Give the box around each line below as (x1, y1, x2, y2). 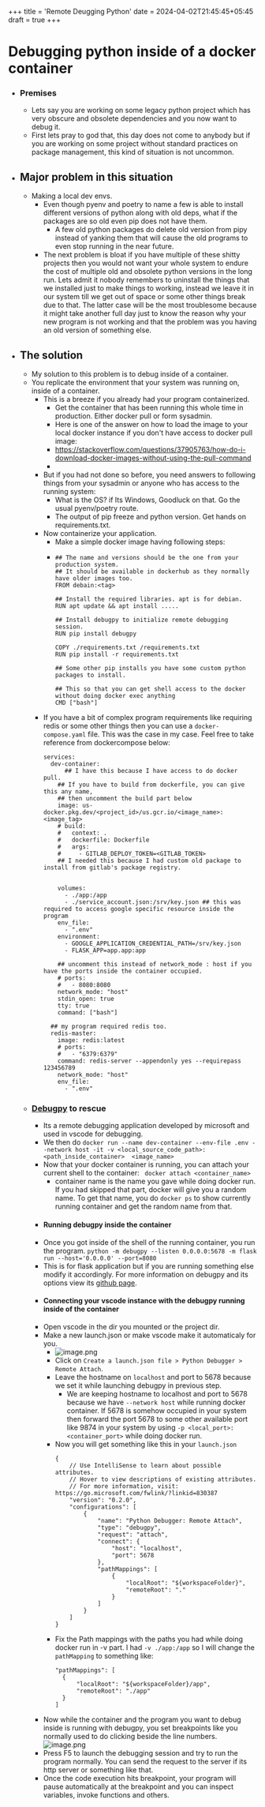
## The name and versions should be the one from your (54, 554, 239, 562)
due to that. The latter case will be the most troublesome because (43, 300, 257, 310)
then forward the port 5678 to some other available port (66, 1414, 248, 1423)
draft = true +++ (8, 15, 62, 24)
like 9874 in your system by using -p (66, 1423, 185, 1432)
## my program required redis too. (50, 1022, 167, 1031)
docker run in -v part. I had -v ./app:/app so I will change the (54, 1642, 255, 1652)
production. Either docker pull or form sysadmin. (54, 411, 213, 421)
